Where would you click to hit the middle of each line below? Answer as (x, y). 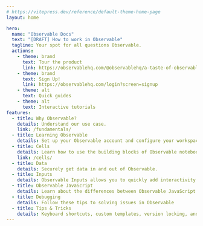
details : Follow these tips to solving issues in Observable (95, 202)
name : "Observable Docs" (43, 34)
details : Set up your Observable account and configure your (95, 141)
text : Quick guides (47, 96)
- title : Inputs (32, 175)
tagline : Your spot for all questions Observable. (77, 45)
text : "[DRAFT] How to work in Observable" (67, 40)
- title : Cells (31, 146)
